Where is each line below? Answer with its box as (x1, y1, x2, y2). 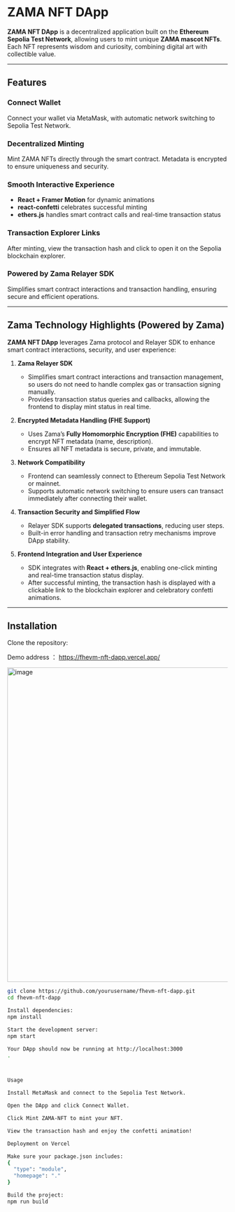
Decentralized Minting (7, 138, 85, 148)
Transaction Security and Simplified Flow (17, 507, 141, 516)
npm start (7, 1032, 36, 1039)
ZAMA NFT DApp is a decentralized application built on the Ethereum (7, 27, 209, 36)
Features (7, 76, 47, 88)
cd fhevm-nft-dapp (7, 994, 61, 1001)
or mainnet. (27, 479, 62, 488)
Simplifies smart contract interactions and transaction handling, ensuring (7, 285, 217, 293)
